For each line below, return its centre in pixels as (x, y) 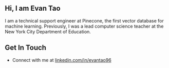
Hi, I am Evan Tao (33, 8)
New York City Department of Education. (48, 31)
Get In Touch (26, 48)
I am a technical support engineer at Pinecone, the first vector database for (84, 20)
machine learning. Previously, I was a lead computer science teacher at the (84, 26)
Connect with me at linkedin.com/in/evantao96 (62, 60)
